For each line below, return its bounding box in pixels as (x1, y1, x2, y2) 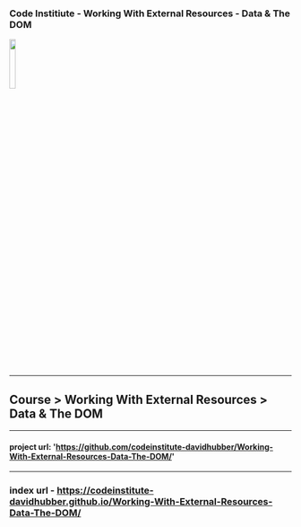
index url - (9, 484, 56, 496)
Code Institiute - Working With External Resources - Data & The (9, 7, 291, 20)
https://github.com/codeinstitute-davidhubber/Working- (55, 441, 273, 452)
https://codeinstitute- (56, 484, 154, 496)
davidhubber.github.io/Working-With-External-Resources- (9, 496, 273, 508)
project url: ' (9, 441, 56, 452)
